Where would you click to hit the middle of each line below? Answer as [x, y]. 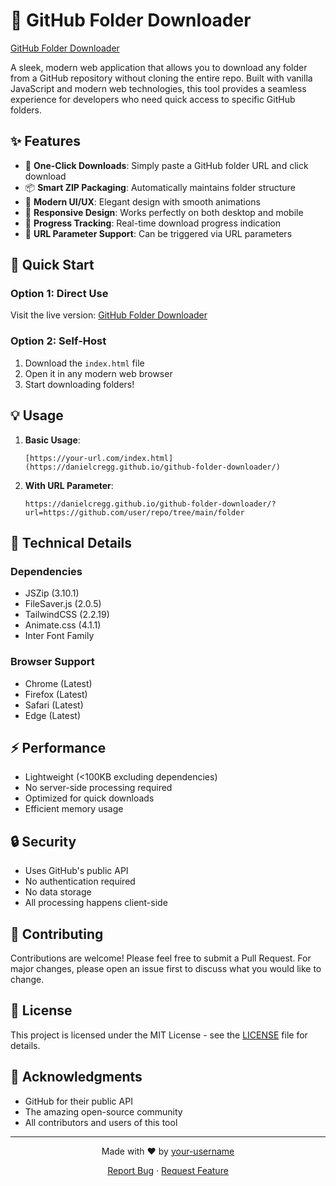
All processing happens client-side [96, 903]
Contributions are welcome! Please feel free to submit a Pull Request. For [161, 958]
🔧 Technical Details [71, 542]
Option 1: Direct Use [59, 294]
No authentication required [80, 881]
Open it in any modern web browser [98, 373]
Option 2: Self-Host [58, 341]
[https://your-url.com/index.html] [99, 458]
